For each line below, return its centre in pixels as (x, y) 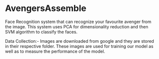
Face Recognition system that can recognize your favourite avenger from (78, 22)
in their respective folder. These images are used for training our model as (79, 46)
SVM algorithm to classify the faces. (41, 32)
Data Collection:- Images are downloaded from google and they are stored (79, 41)
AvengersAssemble (46, 8)
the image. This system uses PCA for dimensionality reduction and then (77, 26)
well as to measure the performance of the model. (55, 51)
